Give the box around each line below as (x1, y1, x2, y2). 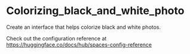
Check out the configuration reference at (6, 35, 107, 42)
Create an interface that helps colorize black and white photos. (6, 23, 161, 31)
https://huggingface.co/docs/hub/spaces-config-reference (6, 41, 152, 48)
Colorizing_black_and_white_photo (6, 4, 185, 18)
